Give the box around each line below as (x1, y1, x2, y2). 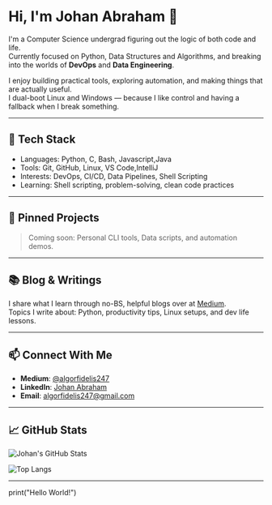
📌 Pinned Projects (8, 211, 100, 225)
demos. (28, 241, 54, 250)
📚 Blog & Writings (8, 273, 102, 287)
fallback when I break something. (8, 101, 120, 111)
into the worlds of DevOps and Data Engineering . (8, 60, 175, 70)
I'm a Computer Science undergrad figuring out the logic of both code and (8, 34, 257, 44)
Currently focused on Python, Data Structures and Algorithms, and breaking (8, 51, 261, 61)
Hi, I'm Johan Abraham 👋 (8, 7, 178, 26)
